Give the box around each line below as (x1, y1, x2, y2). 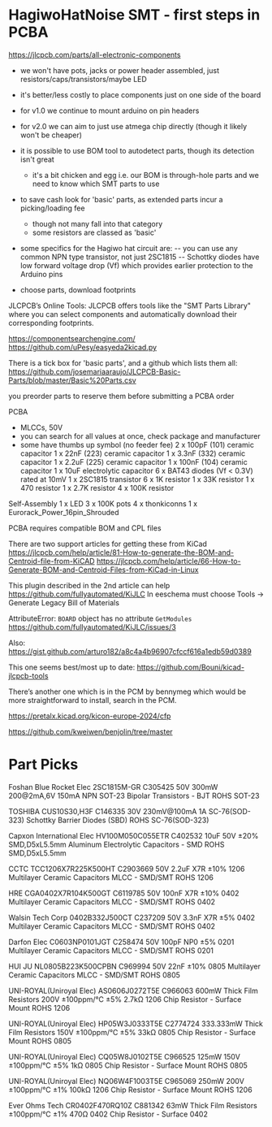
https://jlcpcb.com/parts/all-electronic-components (8, 50, 181, 59)
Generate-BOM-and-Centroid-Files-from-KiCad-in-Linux (8, 565, 199, 574)
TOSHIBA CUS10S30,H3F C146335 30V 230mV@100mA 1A (8, 806, 207, 816)
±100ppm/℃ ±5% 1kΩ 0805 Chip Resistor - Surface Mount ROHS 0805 (8, 1060, 248, 1070)
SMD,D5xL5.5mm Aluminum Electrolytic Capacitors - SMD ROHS (8, 839, 225, 849)
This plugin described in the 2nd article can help (8, 580, 171, 590)
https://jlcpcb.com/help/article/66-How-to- (96, 556, 241, 566)
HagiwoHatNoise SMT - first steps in (8, 6, 261, 24)
